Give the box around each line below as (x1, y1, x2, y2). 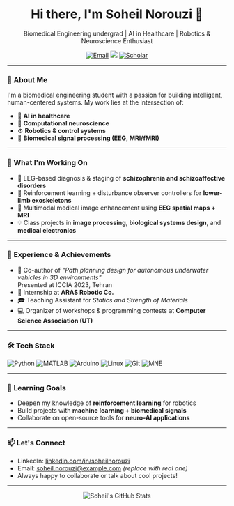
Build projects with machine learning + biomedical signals (17, 406, 187, 415)
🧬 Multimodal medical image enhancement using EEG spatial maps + (17, 204, 216, 212)
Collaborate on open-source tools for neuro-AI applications (17, 414, 190, 422)
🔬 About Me (7, 75, 48, 84)
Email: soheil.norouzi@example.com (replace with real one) (17, 463, 188, 473)
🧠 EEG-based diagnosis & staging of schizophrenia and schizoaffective (17, 174, 226, 182)
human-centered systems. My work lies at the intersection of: (7, 98, 185, 107)
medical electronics (17, 226, 77, 234)
